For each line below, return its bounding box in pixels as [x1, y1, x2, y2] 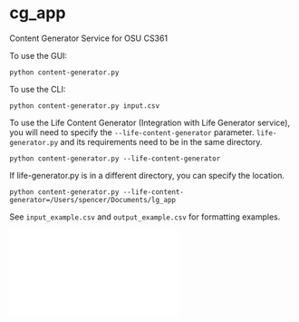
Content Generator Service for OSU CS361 [9, 33, 169, 44]
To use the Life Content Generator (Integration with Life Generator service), [9, 117, 291, 128]
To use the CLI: [9, 83, 66, 94]
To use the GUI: [9, 50, 68, 61]
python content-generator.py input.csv [9, 101, 160, 111]
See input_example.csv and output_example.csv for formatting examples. [9, 211, 281, 222]
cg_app [9, 3, 66, 24]
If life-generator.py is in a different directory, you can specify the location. [9, 170, 285, 181]
